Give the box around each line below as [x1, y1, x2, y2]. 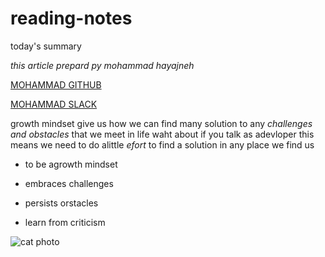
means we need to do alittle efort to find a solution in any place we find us [10, 138, 315, 151]
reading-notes [10, 7, 133, 30]
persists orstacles [24, 197, 99, 209]
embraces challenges [24, 177, 114, 189]
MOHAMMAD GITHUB [10, 78, 102, 91]
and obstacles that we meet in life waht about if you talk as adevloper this [10, 128, 315, 140]
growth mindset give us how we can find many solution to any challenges [10, 117, 313, 129]
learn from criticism [24, 216, 106, 228]
